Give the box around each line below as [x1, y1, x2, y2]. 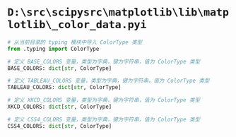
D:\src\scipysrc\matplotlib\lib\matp [7, 6, 230, 19]
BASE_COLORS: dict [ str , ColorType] [7, 64, 112, 72]
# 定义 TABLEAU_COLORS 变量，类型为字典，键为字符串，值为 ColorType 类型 [7, 77, 210, 85]
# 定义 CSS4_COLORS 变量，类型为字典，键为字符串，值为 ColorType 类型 [7, 116, 200, 123]
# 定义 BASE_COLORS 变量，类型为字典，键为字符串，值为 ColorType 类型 [7, 58, 200, 65]
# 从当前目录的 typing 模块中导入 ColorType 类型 [7, 38, 143, 46]
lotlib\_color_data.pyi [7, 18, 147, 32]
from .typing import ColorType [7, 45, 100, 52]
